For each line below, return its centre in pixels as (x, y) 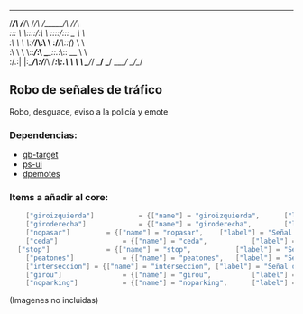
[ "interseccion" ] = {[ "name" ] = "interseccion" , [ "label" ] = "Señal (157, 266)
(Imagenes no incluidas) (54, 300)
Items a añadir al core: (59, 198)
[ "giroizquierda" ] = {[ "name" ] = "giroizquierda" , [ (157, 216)
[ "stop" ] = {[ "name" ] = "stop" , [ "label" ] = (149, 249)
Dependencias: (44, 134)
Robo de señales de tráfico (86, 90)
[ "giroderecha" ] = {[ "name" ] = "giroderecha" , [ (157, 225)
